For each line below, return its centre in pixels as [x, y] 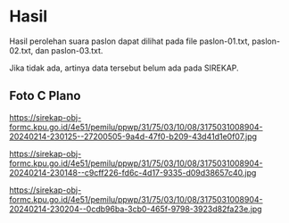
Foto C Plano [45, 96]
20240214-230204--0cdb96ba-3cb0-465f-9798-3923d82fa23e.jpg [136, 209]
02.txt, [21, 50]
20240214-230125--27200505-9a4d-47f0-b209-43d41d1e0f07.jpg [133, 136]
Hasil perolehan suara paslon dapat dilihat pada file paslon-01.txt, [130, 41]
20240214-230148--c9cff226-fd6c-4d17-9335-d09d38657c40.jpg [133, 172]
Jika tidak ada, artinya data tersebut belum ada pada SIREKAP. [124, 68]
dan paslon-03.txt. [69, 50]
